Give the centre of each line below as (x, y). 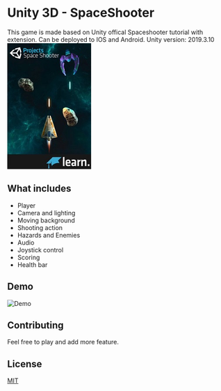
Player (26, 205)
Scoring (28, 257)
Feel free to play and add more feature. (63, 342)
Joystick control (40, 250)
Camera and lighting (46, 213)
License (25, 364)
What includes (39, 189)
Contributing (35, 325)
